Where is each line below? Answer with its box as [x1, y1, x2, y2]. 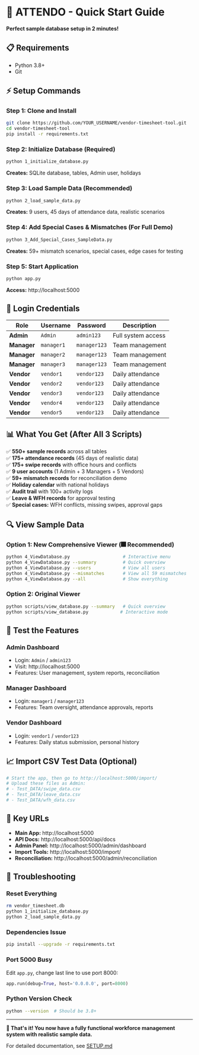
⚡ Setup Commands [6, 86, 81, 96]
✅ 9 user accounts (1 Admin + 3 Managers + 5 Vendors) [6, 468, 144, 475]
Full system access [112, 331, 166, 339]
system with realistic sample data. [6, 1031, 93, 1038]
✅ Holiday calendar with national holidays [6, 481, 110, 488]
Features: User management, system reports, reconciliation [14, 669, 160, 676]
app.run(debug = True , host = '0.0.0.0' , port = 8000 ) [6, 980, 129, 987]
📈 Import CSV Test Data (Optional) [6, 757, 137, 767]
